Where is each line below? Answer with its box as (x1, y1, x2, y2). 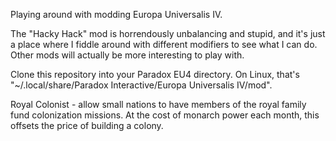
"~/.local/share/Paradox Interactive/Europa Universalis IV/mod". (10, 79, 273, 91)
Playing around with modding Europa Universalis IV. (10, 9, 223, 20)
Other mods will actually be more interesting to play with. (10, 49, 245, 61)
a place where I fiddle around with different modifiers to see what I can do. (10, 39, 318, 50)
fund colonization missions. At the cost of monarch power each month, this (10, 109, 320, 121)
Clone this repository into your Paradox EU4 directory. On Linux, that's (10, 69, 300, 80)
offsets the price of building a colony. (10, 120, 164, 131)
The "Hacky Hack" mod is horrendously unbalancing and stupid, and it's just (10, 28, 326, 39)
